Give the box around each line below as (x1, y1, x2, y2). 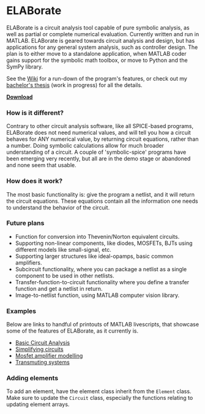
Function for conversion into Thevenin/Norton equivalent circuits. (15, 233, 180, 240)
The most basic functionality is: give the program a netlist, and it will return (6, 190, 195, 198)
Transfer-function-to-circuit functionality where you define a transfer (15, 278, 190, 285)
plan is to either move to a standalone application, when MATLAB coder (6, 50, 187, 57)
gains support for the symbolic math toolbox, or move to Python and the (6, 56, 188, 64)
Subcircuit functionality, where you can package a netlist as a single (15, 265, 187, 273)
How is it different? (6, 108, 64, 117)
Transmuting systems (15, 359, 70, 366)
